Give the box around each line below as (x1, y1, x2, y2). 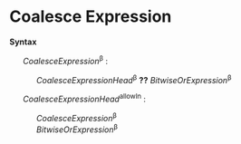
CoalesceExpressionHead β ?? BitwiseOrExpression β (35, 72, 232, 85)
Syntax (9, 36, 37, 47)
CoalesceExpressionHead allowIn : (22, 92, 147, 104)
